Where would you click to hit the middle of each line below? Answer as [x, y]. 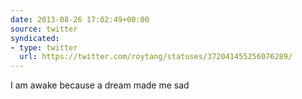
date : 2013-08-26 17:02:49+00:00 [80, 19]
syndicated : [35, 38]
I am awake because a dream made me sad [100, 85]
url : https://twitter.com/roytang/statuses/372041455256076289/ [156, 57]
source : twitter [44, 29]
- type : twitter [44, 47]
